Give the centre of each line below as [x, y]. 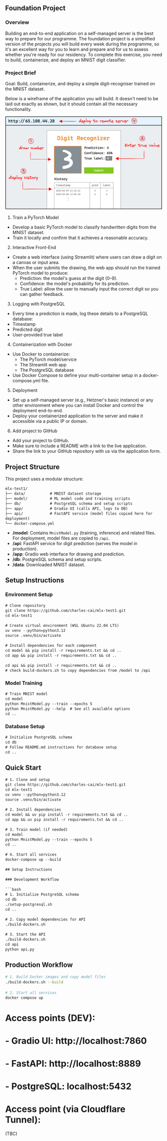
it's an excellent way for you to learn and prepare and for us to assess [77, 49]
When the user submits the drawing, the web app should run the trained [86, 268]
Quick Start [23, 767]
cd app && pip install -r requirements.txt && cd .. [61, 655]
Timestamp [24, 324]
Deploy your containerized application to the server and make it [78, 416]
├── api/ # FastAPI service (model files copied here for [79, 514]
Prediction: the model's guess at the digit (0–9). [69, 279]
